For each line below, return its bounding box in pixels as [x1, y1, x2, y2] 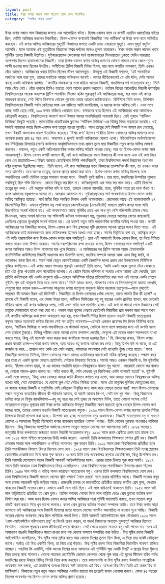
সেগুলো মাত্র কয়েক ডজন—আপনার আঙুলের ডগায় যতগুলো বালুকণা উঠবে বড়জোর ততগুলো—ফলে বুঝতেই [5, 285, 149, 291]
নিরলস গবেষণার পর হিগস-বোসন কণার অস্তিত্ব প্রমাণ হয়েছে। [5, 574, 87, 580]
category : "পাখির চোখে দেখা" [5, 16, 54, 21]
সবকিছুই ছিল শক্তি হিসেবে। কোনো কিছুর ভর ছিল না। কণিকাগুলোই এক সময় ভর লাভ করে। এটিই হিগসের [5, 180, 153, 185]
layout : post [5, 7, 32, 12]
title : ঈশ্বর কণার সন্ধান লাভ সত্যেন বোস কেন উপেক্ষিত [5, 12, 85, 17]
